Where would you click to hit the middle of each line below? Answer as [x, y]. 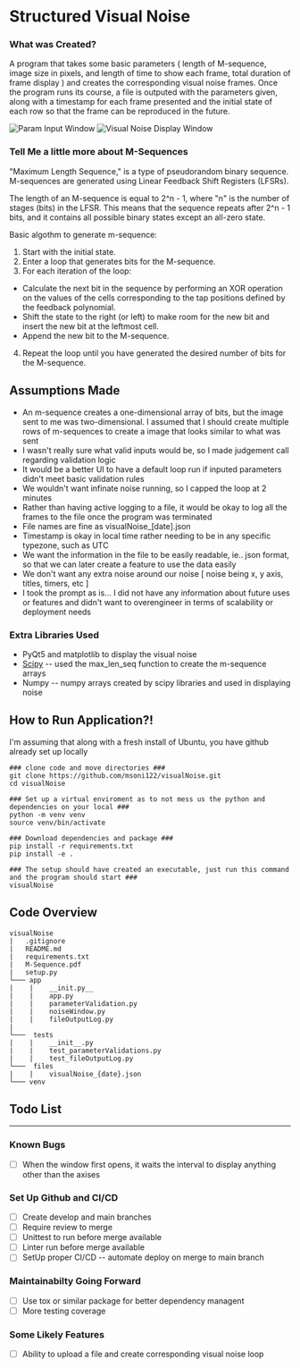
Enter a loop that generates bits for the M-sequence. [119, 261]
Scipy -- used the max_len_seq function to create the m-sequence [144, 663]
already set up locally [49, 751]
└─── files [31, 1066]
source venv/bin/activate [57, 823]
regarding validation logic [69, 460]
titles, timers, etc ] [55, 583]
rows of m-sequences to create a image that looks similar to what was [151, 431]
